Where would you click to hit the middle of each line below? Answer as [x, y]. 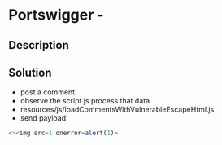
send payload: [44, 118]
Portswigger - [56, 15]
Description [39, 45]
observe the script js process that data [85, 101]
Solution [30, 72]
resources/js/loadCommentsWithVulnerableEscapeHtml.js [117, 110]
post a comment [48, 92]
